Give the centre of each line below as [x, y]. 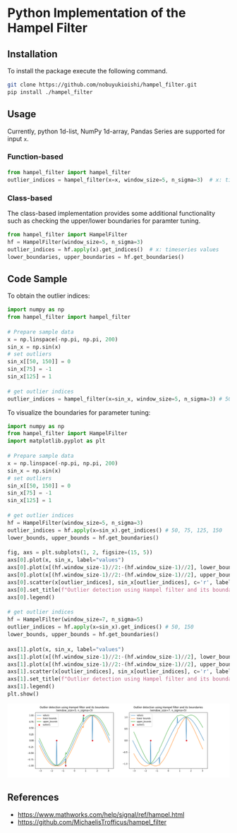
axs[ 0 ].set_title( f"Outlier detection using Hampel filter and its [109, 590]
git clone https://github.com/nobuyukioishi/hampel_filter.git [102, 85]
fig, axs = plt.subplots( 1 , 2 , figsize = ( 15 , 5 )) [80, 553]
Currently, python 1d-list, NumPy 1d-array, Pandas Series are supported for [116, 131]
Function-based [35, 157]
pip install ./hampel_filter [50, 92]
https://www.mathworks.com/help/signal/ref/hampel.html [101, 814]
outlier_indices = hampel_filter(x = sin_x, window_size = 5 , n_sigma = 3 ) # [115, 399]
